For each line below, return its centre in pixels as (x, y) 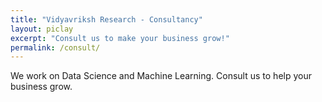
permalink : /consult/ (55, 47)
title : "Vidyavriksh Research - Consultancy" (106, 19)
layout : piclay (42, 29)
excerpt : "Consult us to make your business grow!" (120, 38)
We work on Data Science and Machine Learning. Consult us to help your (161, 76)
